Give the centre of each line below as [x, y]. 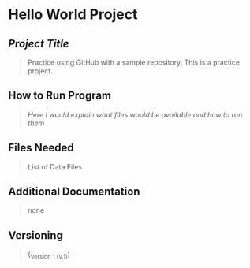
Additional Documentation [74, 192]
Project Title [39, 44]
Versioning [35, 235]
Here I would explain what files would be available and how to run [135, 114]
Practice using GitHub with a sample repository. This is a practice [134, 62]
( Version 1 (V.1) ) [49, 255]
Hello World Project [73, 15]
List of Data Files [55, 166]
